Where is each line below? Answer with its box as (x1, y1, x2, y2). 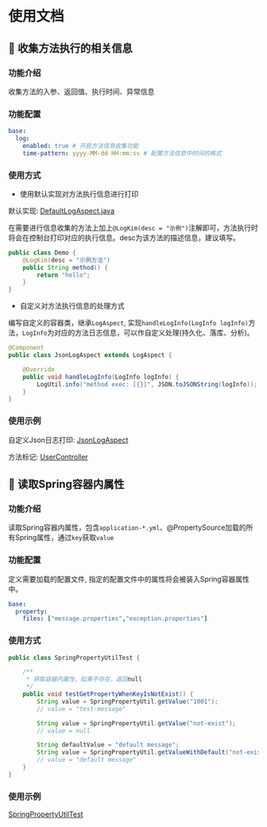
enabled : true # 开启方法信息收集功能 (22, 142, 139, 149)
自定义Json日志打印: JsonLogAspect (8, 435, 129, 445)
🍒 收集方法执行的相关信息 (8, 41, 133, 55)
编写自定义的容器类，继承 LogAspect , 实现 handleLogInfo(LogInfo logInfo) (8, 318, 249, 328)
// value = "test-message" (37, 705, 126, 712)
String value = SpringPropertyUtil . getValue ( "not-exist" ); (37, 719, 237, 728)
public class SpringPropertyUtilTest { (8, 654, 141, 662)
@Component (8, 344, 44, 352)
